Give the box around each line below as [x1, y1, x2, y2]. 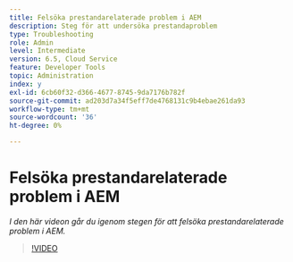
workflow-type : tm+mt [9, 105, 90, 114]
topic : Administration [9, 72, 94, 80]
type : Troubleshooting [9, 30, 94, 38]
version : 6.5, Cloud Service [9, 55, 118, 63]
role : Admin [9, 38, 54, 47]
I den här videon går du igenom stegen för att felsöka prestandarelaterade [9, 216, 284, 226]
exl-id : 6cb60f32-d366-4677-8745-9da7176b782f [9, 88, 186, 97]
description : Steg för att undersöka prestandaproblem [9, 21, 218, 30]
